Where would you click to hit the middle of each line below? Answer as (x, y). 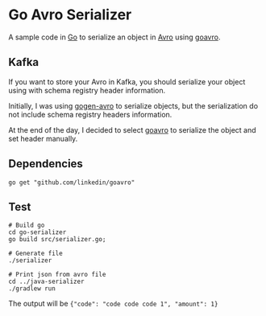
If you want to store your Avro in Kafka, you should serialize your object (127, 81)
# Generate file (35, 254)
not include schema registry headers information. (90, 114)
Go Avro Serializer (70, 15)
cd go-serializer (37, 232)
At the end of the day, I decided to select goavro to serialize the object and (132, 129)
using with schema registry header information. (87, 90)
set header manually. (43, 138)
